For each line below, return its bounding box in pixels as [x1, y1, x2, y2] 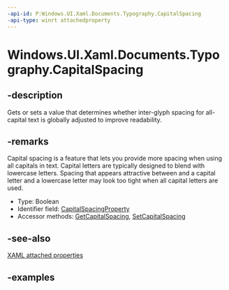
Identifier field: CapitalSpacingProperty [17, 205, 131, 213]
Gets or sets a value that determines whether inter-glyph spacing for [7, 108, 205, 116]
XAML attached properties [7, 251, 84, 259]
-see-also [7, 232, 51, 245]
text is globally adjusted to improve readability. [27, 115, 162, 124]
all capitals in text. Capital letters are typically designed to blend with [7, 161, 205, 170]
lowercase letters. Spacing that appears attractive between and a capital [7, 169, 216, 177]
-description [7, 89, 63, 101]
